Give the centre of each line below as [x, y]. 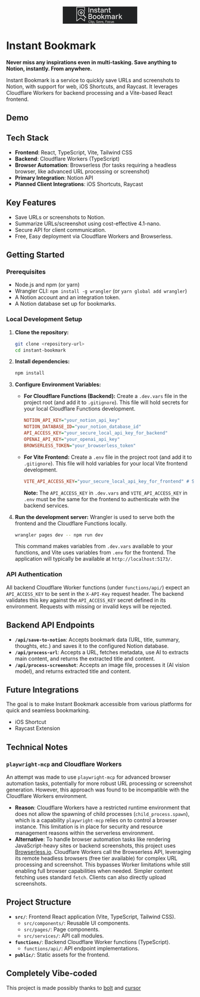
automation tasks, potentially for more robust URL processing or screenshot [99, 783]
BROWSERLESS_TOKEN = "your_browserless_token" [80, 445]
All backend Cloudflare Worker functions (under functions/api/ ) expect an [98, 587]
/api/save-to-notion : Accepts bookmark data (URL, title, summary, [97, 639]
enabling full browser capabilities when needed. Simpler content [94, 871]
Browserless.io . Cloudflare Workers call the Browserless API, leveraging [103, 852]
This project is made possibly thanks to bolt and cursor [74, 987]
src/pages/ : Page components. [62, 929]
